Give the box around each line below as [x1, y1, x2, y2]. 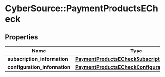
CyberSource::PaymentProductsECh [5, 3, 158, 14]
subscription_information [7, 56, 68, 62]
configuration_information [7, 64, 71, 70]
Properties [5, 33, 38, 41]
